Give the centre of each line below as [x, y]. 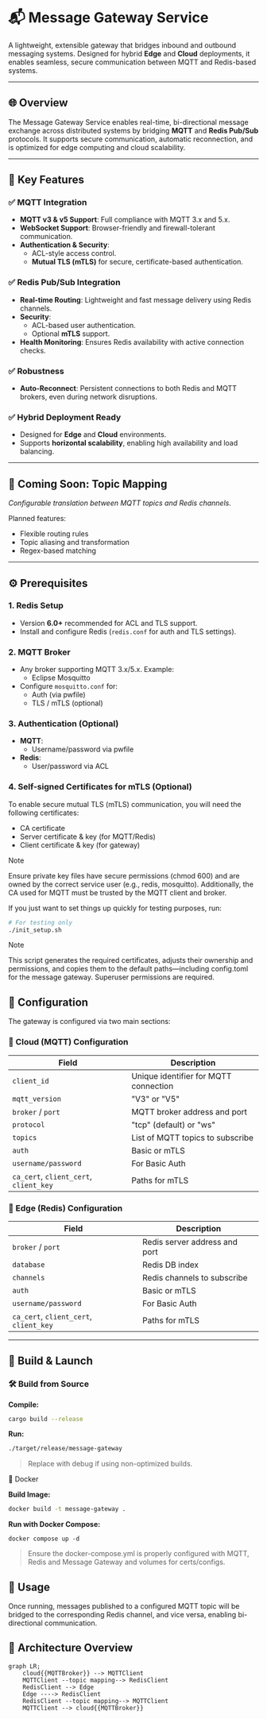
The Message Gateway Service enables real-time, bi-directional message [128, 122]
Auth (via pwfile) [58, 695]
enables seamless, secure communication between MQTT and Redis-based [132, 62]
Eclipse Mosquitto [61, 678]
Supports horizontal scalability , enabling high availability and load [129, 443]
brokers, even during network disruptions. [88, 397]
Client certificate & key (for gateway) [80, 844]
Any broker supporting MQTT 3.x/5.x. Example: [97, 670]
